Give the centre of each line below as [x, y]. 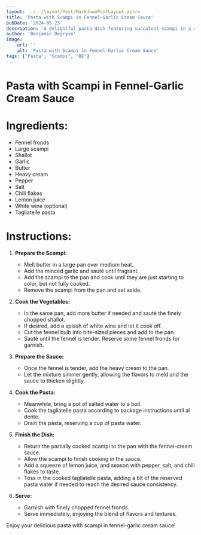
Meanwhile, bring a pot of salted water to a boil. [83, 403]
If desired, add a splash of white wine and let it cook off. [93, 326]
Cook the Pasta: [35, 392]
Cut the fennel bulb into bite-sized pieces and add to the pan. [99, 332]
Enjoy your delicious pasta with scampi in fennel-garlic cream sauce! [91, 525]
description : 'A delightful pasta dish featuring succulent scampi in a [99, 28]
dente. [32, 417]
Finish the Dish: [35, 435]
